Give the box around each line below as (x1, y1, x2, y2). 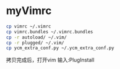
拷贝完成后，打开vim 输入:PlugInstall (6, 57, 95, 64)
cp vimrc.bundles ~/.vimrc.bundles (6, 29, 94, 34)
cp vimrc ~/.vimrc (6, 23, 51, 29)
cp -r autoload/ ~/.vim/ (6, 34, 67, 40)
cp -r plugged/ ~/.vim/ (6, 40, 65, 46)
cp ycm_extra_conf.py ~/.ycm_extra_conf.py (6, 45, 115, 51)
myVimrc (6, 4, 52, 18)
